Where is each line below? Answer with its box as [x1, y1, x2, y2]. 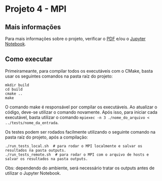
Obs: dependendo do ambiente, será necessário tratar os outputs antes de [5, 165, 155, 171]
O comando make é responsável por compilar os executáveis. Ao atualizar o [5, 104, 157, 110]
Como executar [5, 55, 53, 63]
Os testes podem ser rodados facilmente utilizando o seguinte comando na [5, 129, 156, 135]
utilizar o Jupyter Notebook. [5, 170, 61, 176]
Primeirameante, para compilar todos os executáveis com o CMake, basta [5, 68, 153, 74]
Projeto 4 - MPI [5, 3, 67, 15]
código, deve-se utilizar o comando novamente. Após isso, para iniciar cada [5, 109, 158, 115]
